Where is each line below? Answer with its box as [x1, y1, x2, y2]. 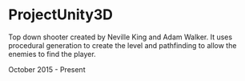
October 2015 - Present [8, 64, 86, 74]
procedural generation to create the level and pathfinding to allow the [8, 40, 237, 50]
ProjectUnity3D [8, 6, 114, 24]
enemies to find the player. [8, 49, 96, 59]
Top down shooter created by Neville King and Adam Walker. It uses [8, 32, 233, 42]
